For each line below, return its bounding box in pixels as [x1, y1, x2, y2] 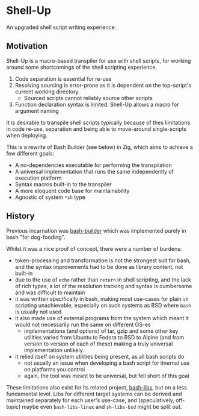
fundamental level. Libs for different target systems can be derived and [6, 390, 182, 397]
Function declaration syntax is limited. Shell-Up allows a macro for [14, 101, 179, 108]
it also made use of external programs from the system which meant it [14, 314, 189, 321]
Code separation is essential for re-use [14, 75, 112, 82]
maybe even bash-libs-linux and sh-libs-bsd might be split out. [22, 403, 182, 410]
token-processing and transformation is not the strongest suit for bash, [14, 257, 191, 264]
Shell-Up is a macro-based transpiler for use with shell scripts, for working [6, 57, 191, 64]
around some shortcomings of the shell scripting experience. [6, 63, 158, 71]
